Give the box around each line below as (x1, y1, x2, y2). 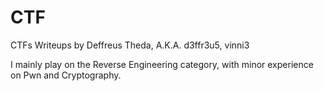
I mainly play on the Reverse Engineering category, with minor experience (10, 58, 314, 70)
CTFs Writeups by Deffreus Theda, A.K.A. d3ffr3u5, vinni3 (10, 39, 250, 51)
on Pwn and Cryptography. (10, 69, 122, 81)
